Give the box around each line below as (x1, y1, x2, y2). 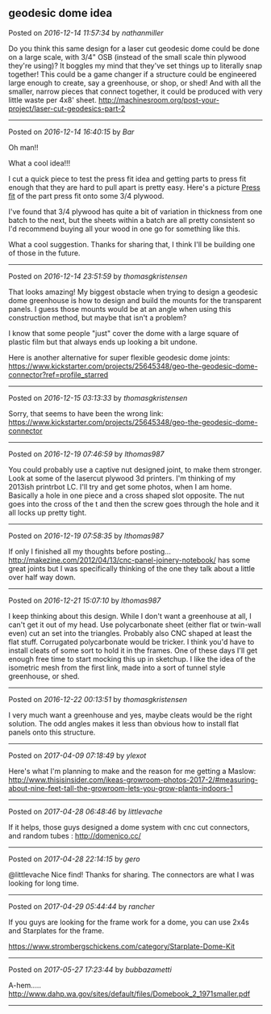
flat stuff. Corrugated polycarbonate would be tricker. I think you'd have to (8, 637, 255, 646)
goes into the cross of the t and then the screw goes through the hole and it (8, 499, 260, 508)
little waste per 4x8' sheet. (8, 95, 97, 104)
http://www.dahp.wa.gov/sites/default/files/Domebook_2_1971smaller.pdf (8, 989, 251, 999)
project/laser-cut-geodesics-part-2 (8, 103, 126, 113)
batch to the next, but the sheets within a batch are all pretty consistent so (8, 215, 256, 225)
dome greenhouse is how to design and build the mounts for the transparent (8, 295, 262, 305)
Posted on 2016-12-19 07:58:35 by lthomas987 (8, 531, 164, 541)
